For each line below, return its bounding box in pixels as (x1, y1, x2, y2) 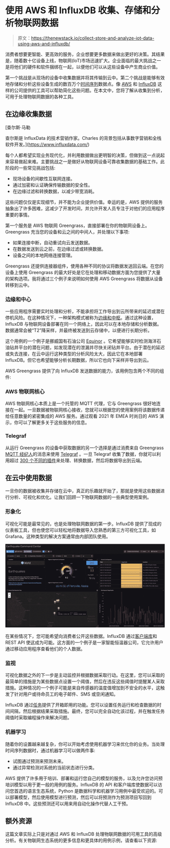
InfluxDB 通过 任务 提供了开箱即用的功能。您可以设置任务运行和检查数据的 (5, 702, 157, 708)
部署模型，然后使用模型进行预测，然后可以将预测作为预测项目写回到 (9, 794, 152, 800)
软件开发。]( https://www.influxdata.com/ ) (5, 141, 90, 147)
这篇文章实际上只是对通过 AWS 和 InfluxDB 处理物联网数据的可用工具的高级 (5, 831, 162, 837)
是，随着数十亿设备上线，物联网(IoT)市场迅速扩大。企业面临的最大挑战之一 (5, 57, 161, 63)
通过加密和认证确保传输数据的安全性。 (12, 182, 93, 188)
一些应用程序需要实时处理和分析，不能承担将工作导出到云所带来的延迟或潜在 (5, 309, 165, 315)
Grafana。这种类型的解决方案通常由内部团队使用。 (5, 533, 111, 539)
